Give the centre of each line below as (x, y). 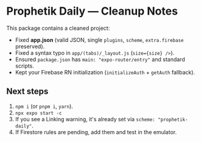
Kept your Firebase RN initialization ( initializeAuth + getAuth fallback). (105, 72)
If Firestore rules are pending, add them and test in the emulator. (96, 132)
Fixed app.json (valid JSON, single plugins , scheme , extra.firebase (99, 40)
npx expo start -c (38, 113)
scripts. (25, 66)
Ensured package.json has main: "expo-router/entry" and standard (100, 59)
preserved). (30, 46)
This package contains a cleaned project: (58, 28)
